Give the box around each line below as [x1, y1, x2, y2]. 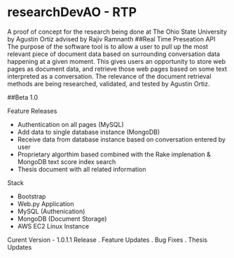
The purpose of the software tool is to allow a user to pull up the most [7, 42, 209, 50]
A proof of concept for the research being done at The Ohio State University [7, 27, 228, 36]
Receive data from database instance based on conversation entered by [17, 135, 226, 144]
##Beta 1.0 [7, 93, 39, 102]
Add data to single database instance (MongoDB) [17, 128, 160, 136]
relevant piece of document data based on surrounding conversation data [7, 50, 221, 58]
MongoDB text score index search [17, 157, 116, 165]
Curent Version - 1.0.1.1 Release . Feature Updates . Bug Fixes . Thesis [7, 236, 208, 244]
